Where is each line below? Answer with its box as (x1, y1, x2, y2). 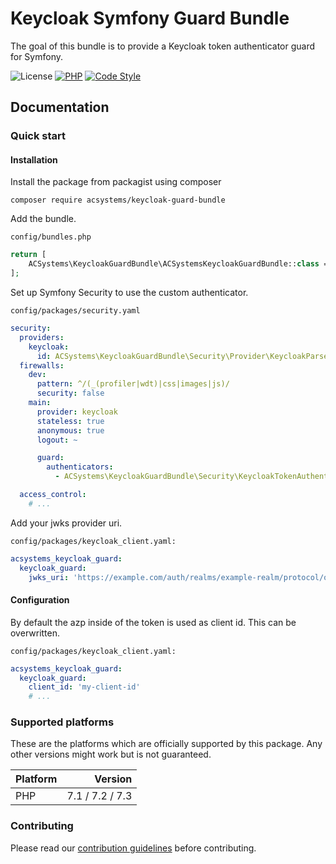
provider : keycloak (36, 407, 118, 417)
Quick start (10, 129, 67, 143)
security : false (36, 388, 105, 399)
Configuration (10, 594, 70, 606)
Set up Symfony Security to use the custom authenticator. (10, 287, 249, 299)
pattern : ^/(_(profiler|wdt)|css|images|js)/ (36, 379, 230, 389)
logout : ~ (36, 435, 78, 445)
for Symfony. (10, 50, 64, 62)
